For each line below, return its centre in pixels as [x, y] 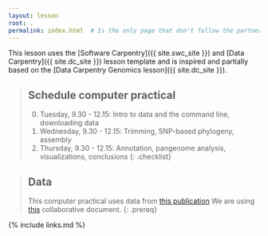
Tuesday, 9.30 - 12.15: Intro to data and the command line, [134, 114]
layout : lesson [33, 16]
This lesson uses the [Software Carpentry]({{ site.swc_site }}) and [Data [126, 53]
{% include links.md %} [47, 225]
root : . [21, 23]
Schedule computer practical [102, 95]
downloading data [69, 123]
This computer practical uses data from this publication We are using [141, 201]
